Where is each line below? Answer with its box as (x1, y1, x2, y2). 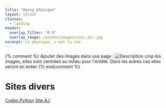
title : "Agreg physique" (5, 7, 56, 12)
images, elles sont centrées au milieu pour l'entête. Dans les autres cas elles (5, 58, 161, 64)
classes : (5, 16, 23, 21)
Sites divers (5, 81, 55, 92)
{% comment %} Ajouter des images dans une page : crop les (5, 53, 161, 59)
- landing (9, 21, 30, 26)
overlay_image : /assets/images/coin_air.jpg (9, 35, 103, 40)
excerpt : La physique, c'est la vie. (5, 40, 83, 45)
